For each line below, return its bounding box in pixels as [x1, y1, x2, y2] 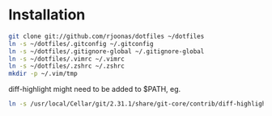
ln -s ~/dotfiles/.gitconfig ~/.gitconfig [8, 39, 154, 48]
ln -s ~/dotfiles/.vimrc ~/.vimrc [8, 55, 125, 63]
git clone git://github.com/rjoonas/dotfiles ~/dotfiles [8, 32, 205, 40]
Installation [8, 6, 86, 24]
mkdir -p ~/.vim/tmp [8, 70, 79, 78]
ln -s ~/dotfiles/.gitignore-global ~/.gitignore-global [8, 47, 205, 56]
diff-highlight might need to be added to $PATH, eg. [8, 85, 181, 94]
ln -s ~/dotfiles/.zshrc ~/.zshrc [8, 62, 125, 70]
